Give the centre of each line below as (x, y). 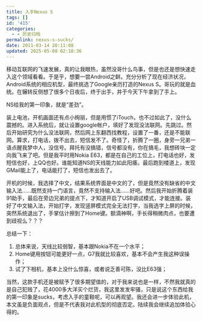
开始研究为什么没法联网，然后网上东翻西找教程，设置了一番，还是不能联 (101, 132)
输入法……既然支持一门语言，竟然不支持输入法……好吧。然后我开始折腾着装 (100, 190)
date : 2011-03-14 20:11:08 (40, 46)
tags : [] (17, 17)
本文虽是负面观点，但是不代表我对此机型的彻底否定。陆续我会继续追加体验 (98, 304)
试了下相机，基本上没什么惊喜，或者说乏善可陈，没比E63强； (91, 269)
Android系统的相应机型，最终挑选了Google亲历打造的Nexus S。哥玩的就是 (98, 84)
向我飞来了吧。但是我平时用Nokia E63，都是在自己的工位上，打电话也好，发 (101, 155)
